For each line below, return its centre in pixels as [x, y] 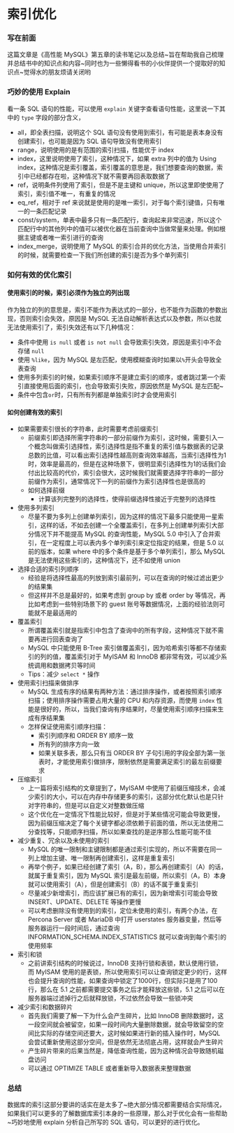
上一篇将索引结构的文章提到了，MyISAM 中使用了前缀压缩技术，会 [124, 788]
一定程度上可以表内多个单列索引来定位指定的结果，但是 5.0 [131, 543]
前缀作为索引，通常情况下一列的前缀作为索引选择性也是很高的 [117, 481]
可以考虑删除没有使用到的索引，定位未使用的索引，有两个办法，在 [123, 911]
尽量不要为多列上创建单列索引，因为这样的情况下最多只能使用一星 [123, 516]
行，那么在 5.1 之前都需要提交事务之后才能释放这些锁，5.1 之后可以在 [126, 989]
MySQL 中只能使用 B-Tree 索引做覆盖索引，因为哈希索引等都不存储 [124, 648]
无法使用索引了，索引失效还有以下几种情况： [72, 327]
